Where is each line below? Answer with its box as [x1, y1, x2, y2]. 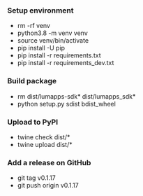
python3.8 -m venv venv [17, 29, 89, 37]
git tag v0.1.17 [17, 174, 56, 182]
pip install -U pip [17, 44, 65, 52]
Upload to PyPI [7, 117, 59, 127]
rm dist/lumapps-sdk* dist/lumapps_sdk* [17, 92, 136, 100]
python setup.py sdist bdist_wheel [17, 99, 116, 108]
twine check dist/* [17, 132, 70, 141]
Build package [7, 76, 57, 86]
